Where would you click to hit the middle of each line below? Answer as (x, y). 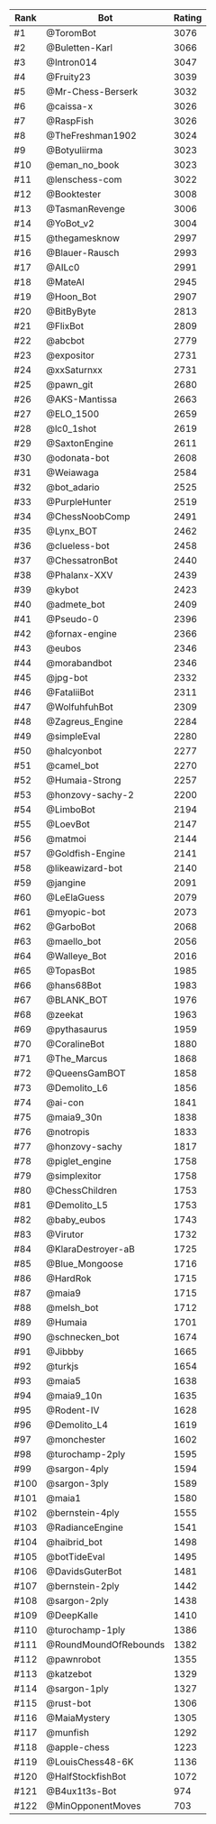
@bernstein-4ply (83, 1512)
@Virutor (65, 1234)
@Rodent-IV (73, 1410)
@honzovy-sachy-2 (90, 795)
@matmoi (67, 839)
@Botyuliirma (75, 150)
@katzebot (69, 1674)
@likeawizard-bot (85, 868)
